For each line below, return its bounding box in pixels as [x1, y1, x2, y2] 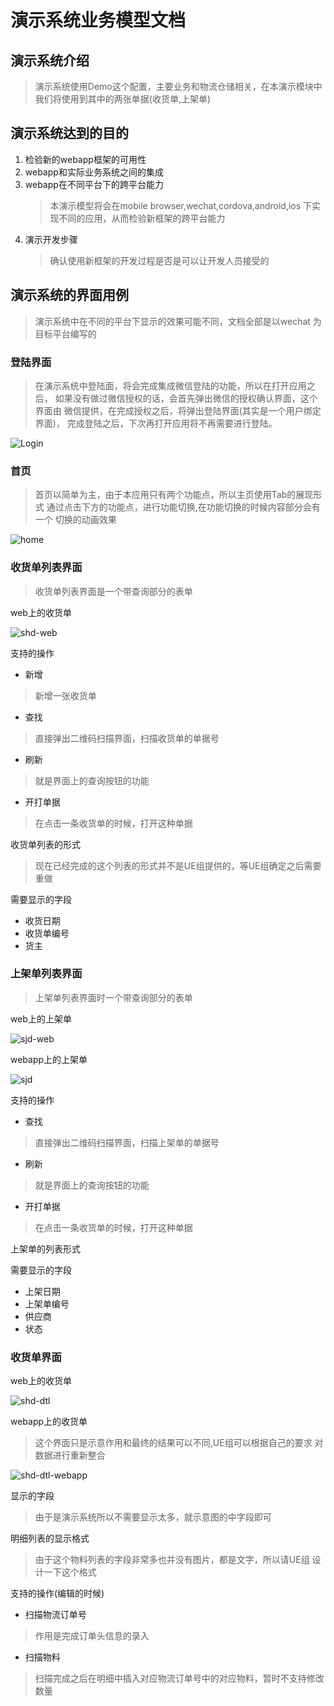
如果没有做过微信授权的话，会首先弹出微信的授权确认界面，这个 [54, 392, 318, 404]
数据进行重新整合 [34, 1449, 106, 1461]
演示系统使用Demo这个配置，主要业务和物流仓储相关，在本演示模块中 [34, 81, 323, 92]
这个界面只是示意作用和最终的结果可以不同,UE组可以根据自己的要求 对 [34, 1437, 324, 1449]
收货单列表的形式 [10, 838, 81, 850]
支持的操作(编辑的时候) [10, 1587, 105, 1600]
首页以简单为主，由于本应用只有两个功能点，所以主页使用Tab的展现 [34, 489, 314, 501]
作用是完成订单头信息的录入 [34, 1630, 150, 1642]
